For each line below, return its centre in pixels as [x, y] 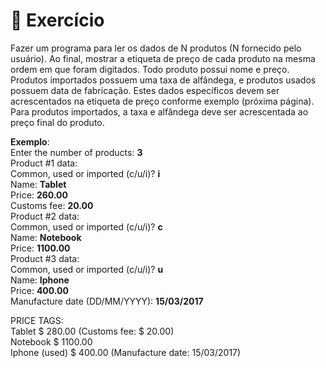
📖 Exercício [57, 20]
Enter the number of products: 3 [76, 152]
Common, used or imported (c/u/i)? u [87, 269]
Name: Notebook [46, 237]
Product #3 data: [45, 258]
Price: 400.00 [39, 290]
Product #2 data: [45, 216]
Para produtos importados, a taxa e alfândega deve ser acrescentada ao [159, 111]
